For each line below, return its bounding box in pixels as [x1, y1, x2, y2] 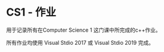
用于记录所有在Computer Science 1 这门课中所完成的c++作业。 [6, 26, 161, 33]
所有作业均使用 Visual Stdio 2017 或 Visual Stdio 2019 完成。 [6, 39, 154, 46]
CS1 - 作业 [6, 5, 57, 19]
